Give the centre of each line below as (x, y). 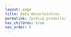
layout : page (18, 9)
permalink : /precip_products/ (36, 18)
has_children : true (25, 23)
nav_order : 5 (18, 27)
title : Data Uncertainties (32, 14)
